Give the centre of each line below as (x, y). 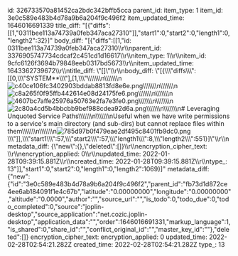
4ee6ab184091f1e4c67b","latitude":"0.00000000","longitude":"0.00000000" (119, 192)
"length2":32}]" (30, 41)
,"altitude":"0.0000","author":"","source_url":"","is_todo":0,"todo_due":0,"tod (118, 199)
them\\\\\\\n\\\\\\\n (32, 131)
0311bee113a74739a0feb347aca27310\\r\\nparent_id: (85, 48)
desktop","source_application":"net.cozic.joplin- (77, 214)
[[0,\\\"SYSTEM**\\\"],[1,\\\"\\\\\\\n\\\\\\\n (65, 78)
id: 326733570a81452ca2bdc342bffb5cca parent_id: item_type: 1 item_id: (115, 10)
